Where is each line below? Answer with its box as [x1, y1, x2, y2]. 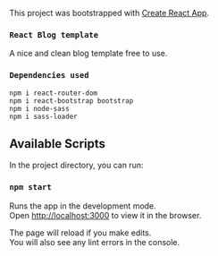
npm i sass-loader [9, 112, 78, 121]
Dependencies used [9, 71, 89, 81]
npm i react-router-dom [9, 89, 98, 98]
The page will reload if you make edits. [9, 227, 152, 238]
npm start [9, 183, 52, 192]
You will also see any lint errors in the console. [9, 236, 180, 247]
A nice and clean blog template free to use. [9, 48, 168, 59]
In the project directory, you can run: [9, 160, 144, 171]
